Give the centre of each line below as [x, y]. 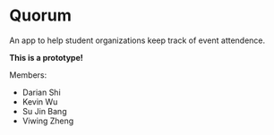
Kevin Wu [40, 101]
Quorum [40, 16]
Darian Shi [41, 92]
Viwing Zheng [48, 121]
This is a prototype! [46, 57]
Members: [28, 75]
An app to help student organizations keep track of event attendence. [137, 40]
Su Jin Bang [44, 111]
